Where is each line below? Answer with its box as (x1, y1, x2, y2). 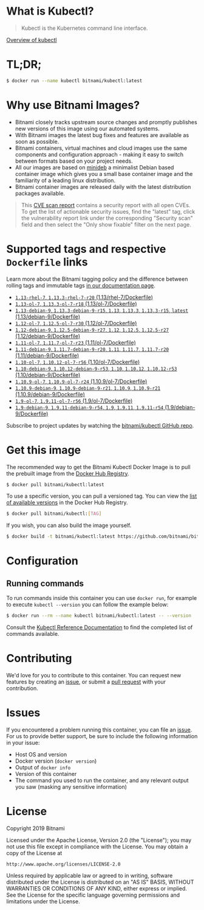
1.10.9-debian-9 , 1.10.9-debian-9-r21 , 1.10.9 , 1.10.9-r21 (15, 384, 161, 391)
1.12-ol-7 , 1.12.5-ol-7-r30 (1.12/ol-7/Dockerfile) (15, 319, 137, 326)
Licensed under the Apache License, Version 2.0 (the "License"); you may (6, 836, 192, 844)
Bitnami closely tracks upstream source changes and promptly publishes (15, 118, 197, 125)
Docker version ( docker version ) (15, 757, 97, 764)
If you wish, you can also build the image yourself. (6, 522, 132, 529)
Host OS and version (15, 750, 67, 758)
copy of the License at (6, 849, 63, 856)
